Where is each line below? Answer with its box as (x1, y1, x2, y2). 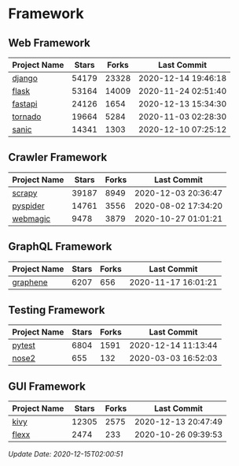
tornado (12, 111, 42, 122)
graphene (12, 277, 49, 288)
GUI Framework (8, 379, 86, 393)
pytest (12, 340, 35, 351)
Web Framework (8, 36, 90, 50)
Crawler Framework (8, 151, 108, 164)
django (12, 73, 38, 84)
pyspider (12, 200, 45, 211)
